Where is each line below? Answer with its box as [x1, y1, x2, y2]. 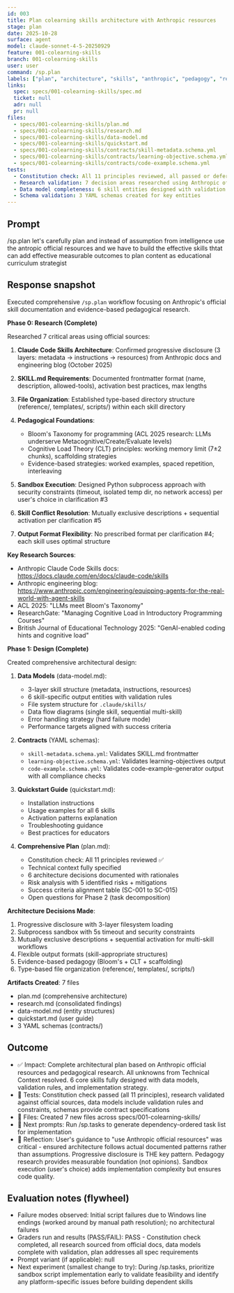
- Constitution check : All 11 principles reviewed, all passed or [13, 173, 210, 180]
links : [7, 82, 26, 89]
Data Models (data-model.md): [17, 672, 107, 680]
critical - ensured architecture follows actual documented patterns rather [17, 1142, 227, 1150]
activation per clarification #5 [17, 516, 102, 524]
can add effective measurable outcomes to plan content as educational [7, 251, 212, 259]
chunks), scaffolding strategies [27, 452, 117, 460]
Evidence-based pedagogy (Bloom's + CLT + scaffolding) [17, 957, 183, 965]
